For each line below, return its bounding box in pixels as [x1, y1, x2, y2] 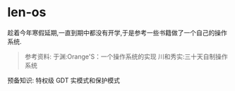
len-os [7, 4, 47, 20]
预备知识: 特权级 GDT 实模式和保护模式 [7, 75, 121, 85]
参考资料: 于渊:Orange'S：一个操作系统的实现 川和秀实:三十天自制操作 [24, 52, 228, 61]
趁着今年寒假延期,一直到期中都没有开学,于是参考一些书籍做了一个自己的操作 [7, 28, 228, 37]
